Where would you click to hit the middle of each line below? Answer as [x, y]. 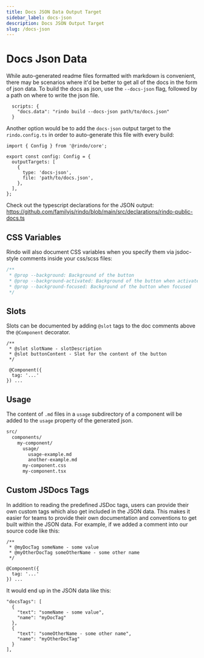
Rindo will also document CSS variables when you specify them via [90, 252]
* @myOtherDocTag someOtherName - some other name [74, 552]
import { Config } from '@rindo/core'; [57, 146]
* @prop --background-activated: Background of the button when [92, 281]
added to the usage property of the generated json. [70, 420]
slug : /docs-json [28, 29]
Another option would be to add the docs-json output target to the [89, 128]
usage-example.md [50, 454]
